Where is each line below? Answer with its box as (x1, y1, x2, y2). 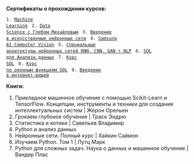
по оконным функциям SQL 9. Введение (6, 67, 101, 73)
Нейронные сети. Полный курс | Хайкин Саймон (14, 132, 139, 139)
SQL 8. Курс (6, 61, 37, 67)
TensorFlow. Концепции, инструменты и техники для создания (14, 100, 174, 108)
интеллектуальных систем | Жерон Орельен (14, 107, 129, 113)
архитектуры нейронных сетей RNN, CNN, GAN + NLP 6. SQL (6, 48, 152, 54)
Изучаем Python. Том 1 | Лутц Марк (14, 138, 105, 145)
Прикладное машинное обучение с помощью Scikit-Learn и (14, 94, 167, 101)
